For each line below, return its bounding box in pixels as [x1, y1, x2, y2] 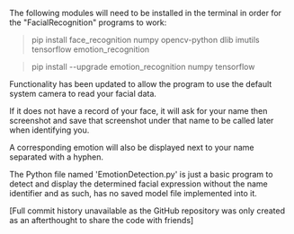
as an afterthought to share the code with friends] [9, 215, 194, 225]
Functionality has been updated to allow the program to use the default [9, 79, 272, 89]
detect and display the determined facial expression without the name [9, 178, 268, 189]
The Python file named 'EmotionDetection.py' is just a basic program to [9, 169, 273, 179]
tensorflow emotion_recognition [31, 44, 150, 55]
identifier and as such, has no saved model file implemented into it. [9, 188, 258, 198]
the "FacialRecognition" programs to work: [9, 17, 167, 28]
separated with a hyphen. [9, 152, 104, 162]
